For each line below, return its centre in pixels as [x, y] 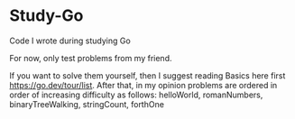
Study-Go [46, 16]
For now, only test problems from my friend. [91, 58]
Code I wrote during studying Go [70, 41]
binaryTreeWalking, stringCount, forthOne [87, 104]
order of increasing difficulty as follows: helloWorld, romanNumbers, [136, 95]
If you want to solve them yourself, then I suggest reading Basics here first [147, 75]
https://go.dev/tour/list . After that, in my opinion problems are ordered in [143, 85]
